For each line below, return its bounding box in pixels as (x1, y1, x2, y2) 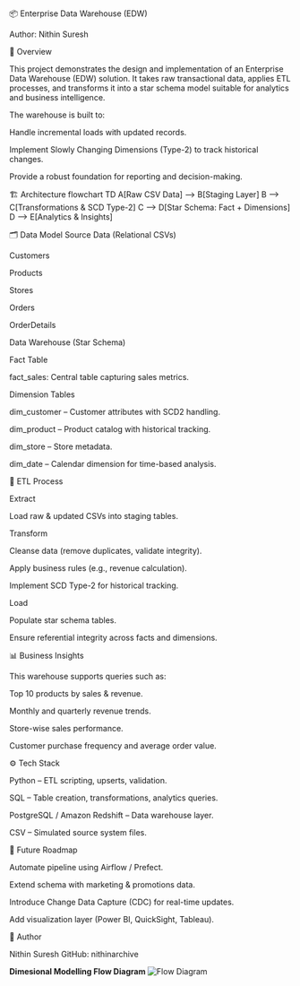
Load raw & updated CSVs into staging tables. (9, 511, 179, 521)
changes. (9, 154, 44, 164)
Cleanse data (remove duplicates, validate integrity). (9, 546, 202, 556)
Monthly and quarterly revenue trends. (9, 705, 152, 716)
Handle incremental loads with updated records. (9, 127, 187, 137)
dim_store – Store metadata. (9, 441, 113, 452)
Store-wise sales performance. (9, 723, 124, 733)
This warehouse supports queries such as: (9, 671, 167, 681)
